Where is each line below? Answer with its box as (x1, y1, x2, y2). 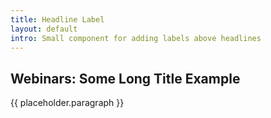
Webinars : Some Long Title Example (10, 70, 241, 87)
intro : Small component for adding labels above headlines (10, 33, 262, 43)
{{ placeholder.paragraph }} (10, 97, 125, 109)
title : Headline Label (10, 14, 105, 25)
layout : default (10, 24, 78, 34)
